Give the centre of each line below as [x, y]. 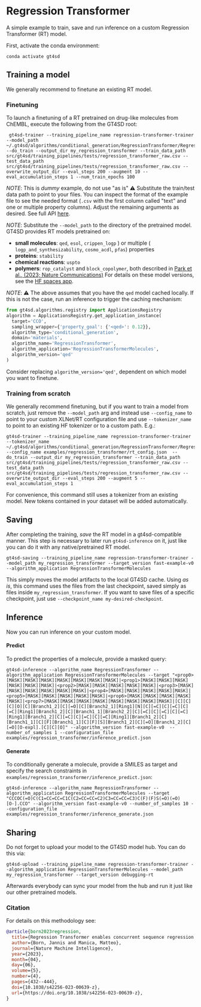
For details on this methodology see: [51, 921]
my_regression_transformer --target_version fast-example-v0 [116, 563]
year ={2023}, [28, 954]
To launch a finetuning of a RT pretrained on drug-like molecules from [92, 118]
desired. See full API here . [38, 214]
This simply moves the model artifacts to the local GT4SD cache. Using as [98, 579]
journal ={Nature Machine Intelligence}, [63, 948]
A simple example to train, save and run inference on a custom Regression [98, 28]
